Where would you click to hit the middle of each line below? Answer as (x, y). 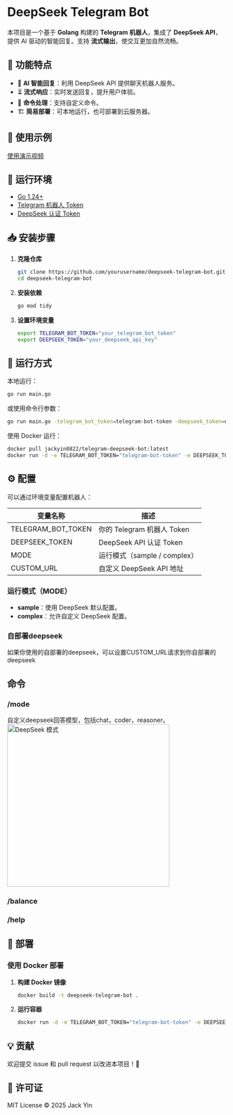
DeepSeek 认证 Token (49, 214)
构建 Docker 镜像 (42, 982)
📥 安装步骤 (31, 238)
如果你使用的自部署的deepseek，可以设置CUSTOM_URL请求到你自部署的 (112, 652)
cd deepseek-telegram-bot (54, 279)
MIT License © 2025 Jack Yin (50, 1105)
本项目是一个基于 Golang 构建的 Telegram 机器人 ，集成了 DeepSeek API (111, 32)
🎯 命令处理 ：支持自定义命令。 (60, 102)
